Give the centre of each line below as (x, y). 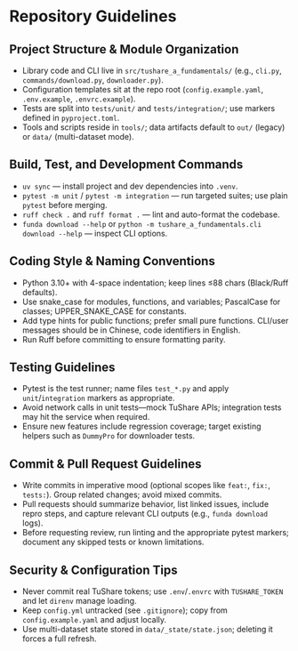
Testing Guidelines (62, 368)
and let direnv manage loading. (79, 601)
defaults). (40, 292)
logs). (32, 523)
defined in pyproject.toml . (71, 118)
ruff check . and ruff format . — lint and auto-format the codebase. (151, 214)
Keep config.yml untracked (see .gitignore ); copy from (125, 610)
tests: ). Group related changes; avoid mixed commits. (122, 494)
